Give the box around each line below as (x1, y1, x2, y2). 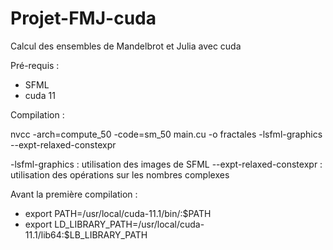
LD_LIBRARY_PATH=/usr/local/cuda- (54, 218, 205, 230)
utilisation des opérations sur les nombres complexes (10, 168, 230, 181)
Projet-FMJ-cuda (10, 7, 157, 30)
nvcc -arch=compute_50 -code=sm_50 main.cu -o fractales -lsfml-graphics (10, 128, 323, 140)
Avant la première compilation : (10, 188, 138, 200)
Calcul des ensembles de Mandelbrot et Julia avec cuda (10, 40, 242, 52)
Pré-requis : (10, 59, 60, 71)
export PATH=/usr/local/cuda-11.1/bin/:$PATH (24, 207, 212, 219)
